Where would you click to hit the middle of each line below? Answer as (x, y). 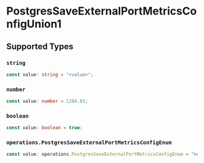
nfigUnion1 (34, 24)
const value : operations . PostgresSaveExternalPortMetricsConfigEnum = (97, 155)
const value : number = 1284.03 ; (47, 101)
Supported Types (40, 46)
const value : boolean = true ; (45, 128)
